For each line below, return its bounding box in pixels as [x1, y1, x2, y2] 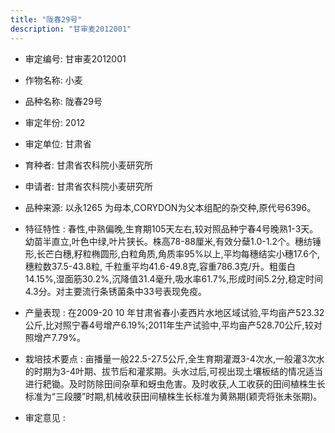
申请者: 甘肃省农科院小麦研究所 [24, 180, 153, 192]
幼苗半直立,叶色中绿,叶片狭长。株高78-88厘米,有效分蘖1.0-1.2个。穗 [24, 235, 304, 247]
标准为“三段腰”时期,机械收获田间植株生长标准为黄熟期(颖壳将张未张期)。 [24, 390, 323, 402]
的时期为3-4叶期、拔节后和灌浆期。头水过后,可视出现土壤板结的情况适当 [24, 365, 323, 377]
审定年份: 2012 [24, 116, 86, 128]
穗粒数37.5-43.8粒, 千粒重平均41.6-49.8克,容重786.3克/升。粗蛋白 [24, 260, 296, 272]
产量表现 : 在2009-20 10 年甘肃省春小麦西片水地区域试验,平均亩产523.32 [24, 306, 325, 318]
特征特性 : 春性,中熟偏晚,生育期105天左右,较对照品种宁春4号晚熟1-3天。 [24, 222, 319, 235]
